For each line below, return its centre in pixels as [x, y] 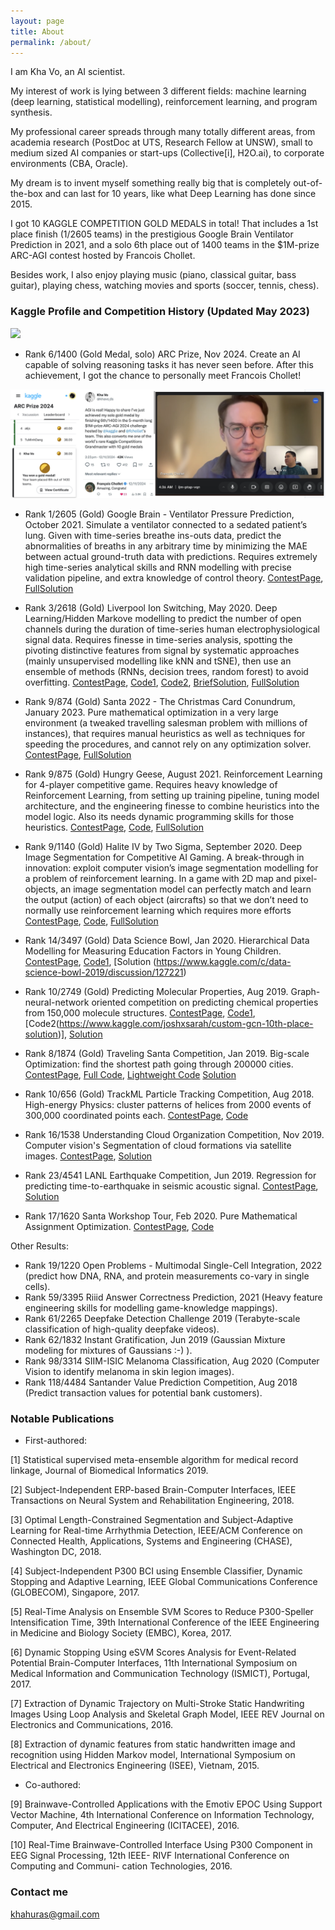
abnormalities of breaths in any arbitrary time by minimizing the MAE [166, 546]
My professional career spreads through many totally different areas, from [163, 132]
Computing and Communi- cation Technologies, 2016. [121, 1866]
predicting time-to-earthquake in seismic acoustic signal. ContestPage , [171, 1186]
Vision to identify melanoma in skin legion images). [129, 1371]
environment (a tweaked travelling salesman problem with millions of [166, 722]
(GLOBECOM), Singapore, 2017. [75, 1592]
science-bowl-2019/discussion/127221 [104, 972]
